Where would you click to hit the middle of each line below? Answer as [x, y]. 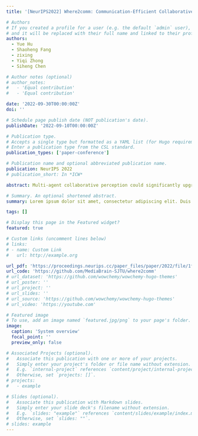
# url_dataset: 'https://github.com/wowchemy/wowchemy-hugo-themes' [92, 277]
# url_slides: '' [27, 293]
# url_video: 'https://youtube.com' [51, 304]
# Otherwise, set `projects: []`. [51, 375]
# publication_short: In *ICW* [44, 174]
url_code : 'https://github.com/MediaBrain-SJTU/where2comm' [82, 271]
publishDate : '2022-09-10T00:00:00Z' [52, 126]
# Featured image [27, 315]
